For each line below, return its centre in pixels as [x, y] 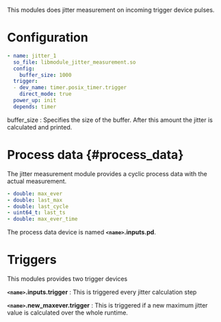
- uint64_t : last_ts [37, 213]
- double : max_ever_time [42, 219]
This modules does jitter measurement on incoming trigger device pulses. [111, 10]
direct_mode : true [45, 94]
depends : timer [35, 107]
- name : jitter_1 [32, 55]
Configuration [48, 38]
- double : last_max [35, 200]
